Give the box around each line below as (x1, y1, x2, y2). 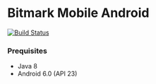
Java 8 (17, 62, 37, 71)
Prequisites (7, 46, 47, 56)
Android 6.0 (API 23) (17, 69, 78, 78)
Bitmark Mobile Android (7, 5, 150, 21)
